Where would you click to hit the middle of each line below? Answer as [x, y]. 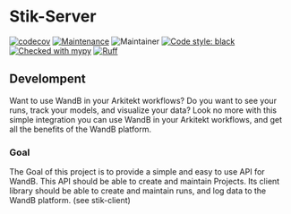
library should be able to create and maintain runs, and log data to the [138, 191]
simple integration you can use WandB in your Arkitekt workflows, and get [146, 119]
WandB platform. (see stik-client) [70, 201]
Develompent [48, 79]
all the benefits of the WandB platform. [81, 129]
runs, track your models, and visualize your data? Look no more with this [143, 110]
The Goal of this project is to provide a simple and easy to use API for [137, 172]
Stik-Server [53, 17]
